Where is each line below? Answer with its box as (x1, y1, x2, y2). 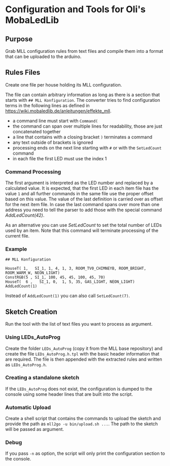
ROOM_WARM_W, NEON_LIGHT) (5, 271, 60, 276)
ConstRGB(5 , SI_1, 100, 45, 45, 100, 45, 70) (5, 275, 106, 280)
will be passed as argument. (5, 426, 64, 432)
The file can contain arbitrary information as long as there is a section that (5, 92, 160, 98)
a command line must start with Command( (12, 118, 98, 124)
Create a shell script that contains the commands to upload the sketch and (5, 416, 161, 422)
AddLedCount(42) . (5, 212, 45, 218)
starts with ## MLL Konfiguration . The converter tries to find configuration (5, 97, 160, 103)
